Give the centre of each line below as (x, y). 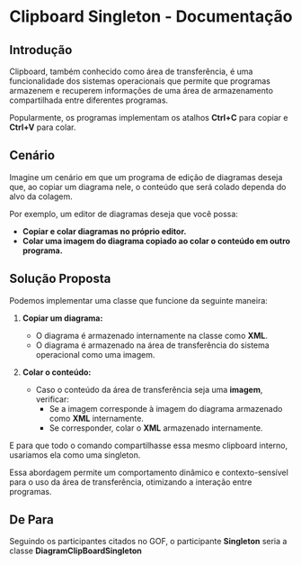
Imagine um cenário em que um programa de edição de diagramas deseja (146, 177)
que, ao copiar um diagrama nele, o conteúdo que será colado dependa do (148, 187)
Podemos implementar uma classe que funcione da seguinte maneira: (138, 300)
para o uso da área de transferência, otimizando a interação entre (131, 482)
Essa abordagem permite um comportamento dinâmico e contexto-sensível (149, 472)
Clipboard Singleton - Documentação (151, 17)
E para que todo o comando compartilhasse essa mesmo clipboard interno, (149, 445)
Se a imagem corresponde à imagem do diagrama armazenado (166, 408)
